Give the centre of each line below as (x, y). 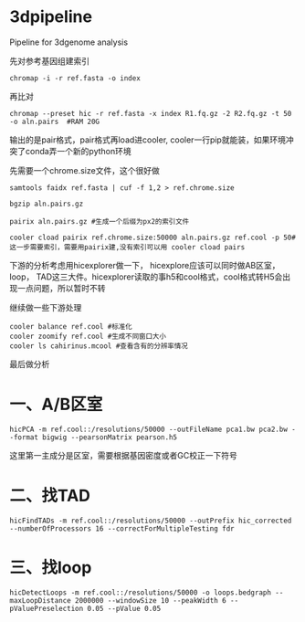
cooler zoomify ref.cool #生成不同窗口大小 (88, 336)
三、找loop (51, 567)
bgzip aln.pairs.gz (47, 204)
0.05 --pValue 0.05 (124, 608)
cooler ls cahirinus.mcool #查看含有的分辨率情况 (99, 346)
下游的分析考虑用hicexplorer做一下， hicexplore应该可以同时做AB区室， (145, 265)
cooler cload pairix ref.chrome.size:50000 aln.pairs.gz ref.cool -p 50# (153, 237)
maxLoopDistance (40, 600)
